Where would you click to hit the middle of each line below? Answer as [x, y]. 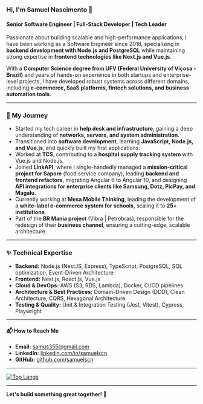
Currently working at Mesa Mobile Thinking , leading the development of [105, 200]
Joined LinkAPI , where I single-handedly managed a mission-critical [101, 167]
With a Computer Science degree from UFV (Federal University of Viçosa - [101, 68]
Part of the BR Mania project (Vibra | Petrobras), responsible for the [99, 219]
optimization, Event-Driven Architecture [64, 272]
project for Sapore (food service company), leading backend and [97, 174]
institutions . [31, 212]
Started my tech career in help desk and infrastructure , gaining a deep [104, 129]
